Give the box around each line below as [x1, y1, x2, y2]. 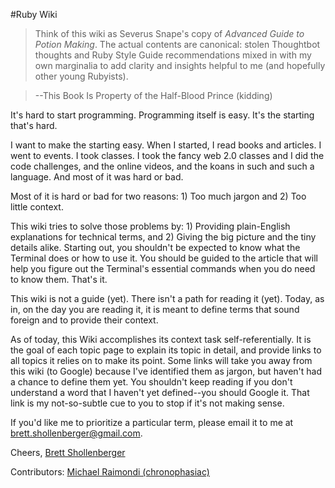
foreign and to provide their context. [10, 314, 159, 326]
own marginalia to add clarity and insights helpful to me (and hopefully [34, 60, 326, 71]
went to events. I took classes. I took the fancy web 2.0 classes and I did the [10, 150, 325, 161]
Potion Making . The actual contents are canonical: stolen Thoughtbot [34, 39, 321, 50]
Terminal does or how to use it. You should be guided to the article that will [10, 252, 318, 264]
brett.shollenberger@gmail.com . [10, 427, 143, 439]
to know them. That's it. [10, 274, 108, 285]
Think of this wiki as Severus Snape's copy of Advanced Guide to [34, 28, 305, 39]
